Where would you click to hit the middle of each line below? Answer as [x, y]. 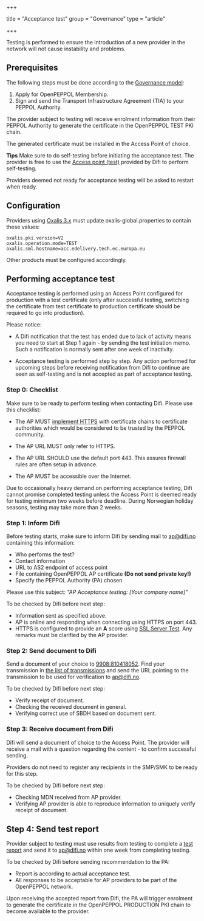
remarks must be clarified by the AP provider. [72, 635]
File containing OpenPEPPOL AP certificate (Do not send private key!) [103, 574]
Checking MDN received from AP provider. [69, 797]
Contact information [40, 561]
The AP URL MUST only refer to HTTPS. [65, 446]
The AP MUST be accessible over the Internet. [73, 476]
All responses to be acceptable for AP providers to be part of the [96, 880]
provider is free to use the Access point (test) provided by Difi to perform [98, 162]
